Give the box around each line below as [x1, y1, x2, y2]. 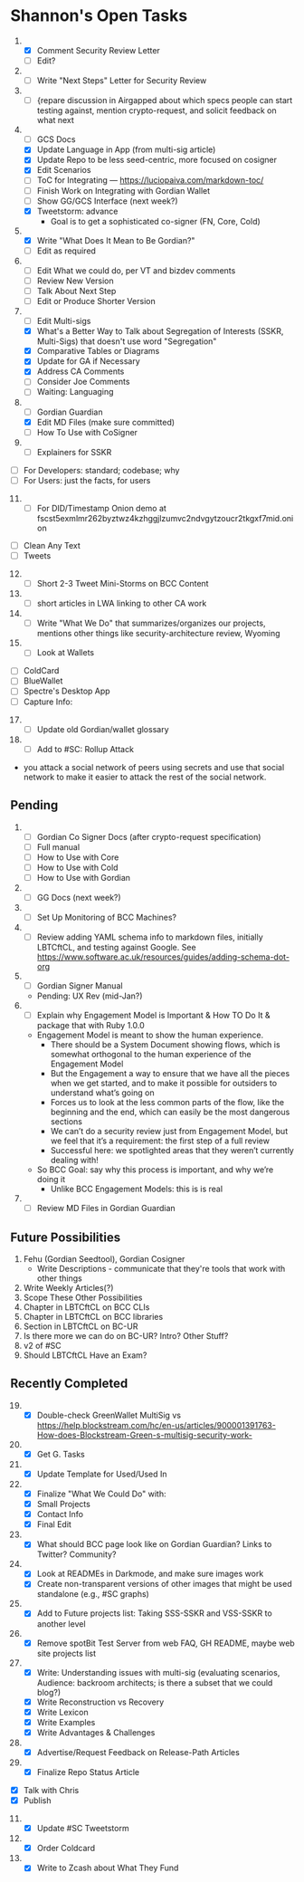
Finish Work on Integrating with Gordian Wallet [36, 185, 211, 196]
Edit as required [36, 245, 96, 256]
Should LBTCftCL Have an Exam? [23, 1350, 147, 1361]
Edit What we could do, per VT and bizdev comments [36, 264, 236, 276]
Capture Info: [23, 696, 73, 707]
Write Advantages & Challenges [36, 1726, 156, 1738]
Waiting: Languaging [36, 387, 114, 397]
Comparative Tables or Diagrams [36, 346, 160, 357]
